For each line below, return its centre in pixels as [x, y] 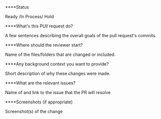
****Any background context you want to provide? [57, 64]
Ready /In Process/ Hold [30, 16]
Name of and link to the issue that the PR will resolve [58, 92]
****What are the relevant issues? [40, 83]
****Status [17, 7]
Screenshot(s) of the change [34, 111]
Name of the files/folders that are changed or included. [60, 54]
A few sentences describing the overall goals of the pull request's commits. [81, 36]
